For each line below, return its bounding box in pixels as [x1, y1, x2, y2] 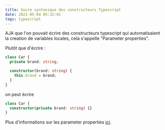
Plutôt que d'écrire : [5, 45, 46, 51]
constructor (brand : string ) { [9, 68, 72, 74]
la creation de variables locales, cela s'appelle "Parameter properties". [5, 35, 149, 41]
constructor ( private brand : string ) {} [9, 106, 92, 111]
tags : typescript [5, 16, 41, 21]
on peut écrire [5, 91, 34, 97]
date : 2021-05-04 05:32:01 [5, 12, 61, 17]
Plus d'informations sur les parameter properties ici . [5, 119, 112, 125]
